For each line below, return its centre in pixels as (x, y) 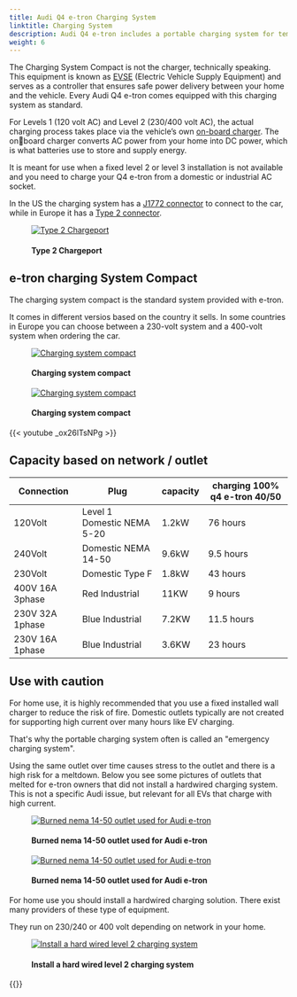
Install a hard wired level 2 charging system (113, 964)
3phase (30, 599)
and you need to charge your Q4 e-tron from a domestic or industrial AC (141, 177)
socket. (23, 186)
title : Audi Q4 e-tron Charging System (83, 17)
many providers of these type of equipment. (89, 910)
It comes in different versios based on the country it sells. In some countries (147, 316)
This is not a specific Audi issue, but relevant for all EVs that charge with (141, 793)
